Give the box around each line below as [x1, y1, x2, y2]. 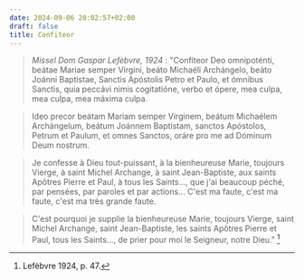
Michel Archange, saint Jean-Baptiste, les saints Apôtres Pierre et [31, 223, 278, 234]
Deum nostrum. [31, 140, 90, 150]
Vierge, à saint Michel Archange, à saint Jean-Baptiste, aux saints [31, 167, 277, 178]
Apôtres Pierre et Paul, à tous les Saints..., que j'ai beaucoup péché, [31, 177, 285, 188]
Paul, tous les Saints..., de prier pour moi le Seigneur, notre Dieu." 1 [31, 233, 280, 246]
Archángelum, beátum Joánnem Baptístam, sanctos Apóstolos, [31, 121, 267, 131]
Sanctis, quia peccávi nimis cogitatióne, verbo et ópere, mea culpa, [31, 83, 283, 95]
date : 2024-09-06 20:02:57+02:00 [9, 13, 136, 23]
